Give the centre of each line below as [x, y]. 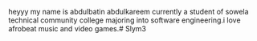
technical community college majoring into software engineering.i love [124, 20]
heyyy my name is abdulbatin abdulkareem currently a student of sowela [128, 12]
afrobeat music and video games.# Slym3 [78, 29]
